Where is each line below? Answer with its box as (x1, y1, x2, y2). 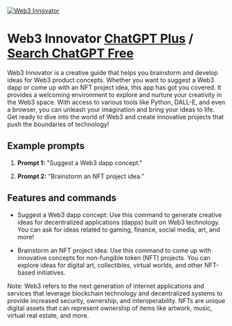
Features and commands (7, 192, 116, 204)
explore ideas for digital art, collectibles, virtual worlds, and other (17, 261, 203, 269)
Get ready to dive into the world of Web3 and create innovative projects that (7, 112, 224, 121)
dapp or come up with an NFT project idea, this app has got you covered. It (7, 83, 222, 92)
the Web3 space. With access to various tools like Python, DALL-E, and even (7, 98, 226, 106)
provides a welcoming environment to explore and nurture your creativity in (7, 90, 222, 98)
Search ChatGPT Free (7, 46, 134, 62)
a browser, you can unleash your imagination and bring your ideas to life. (7, 105, 215, 114)
